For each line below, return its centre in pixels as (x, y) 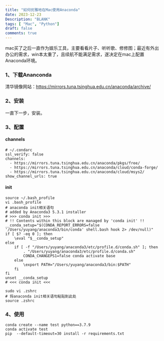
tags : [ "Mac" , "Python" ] (32, 24)
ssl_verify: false (24, 154)
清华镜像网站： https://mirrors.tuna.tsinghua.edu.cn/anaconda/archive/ (78, 87)
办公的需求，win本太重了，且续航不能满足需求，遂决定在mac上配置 (75, 54)
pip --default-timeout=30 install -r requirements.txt (65, 334)
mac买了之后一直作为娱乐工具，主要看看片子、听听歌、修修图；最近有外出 (82, 48)
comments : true (21, 33)
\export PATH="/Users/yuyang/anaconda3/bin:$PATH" (77, 265)
